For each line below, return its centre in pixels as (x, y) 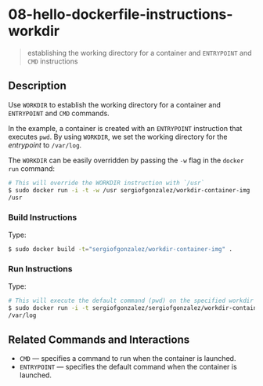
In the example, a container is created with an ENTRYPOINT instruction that (125, 128)
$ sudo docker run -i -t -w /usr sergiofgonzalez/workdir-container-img (129, 190)
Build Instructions (43, 217)
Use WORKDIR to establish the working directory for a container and (115, 104)
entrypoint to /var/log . (45, 145)
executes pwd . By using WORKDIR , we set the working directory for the (118, 137)
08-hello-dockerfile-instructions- (121, 15)
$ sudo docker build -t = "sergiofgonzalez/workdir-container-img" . (121, 249)
